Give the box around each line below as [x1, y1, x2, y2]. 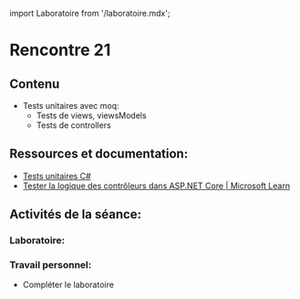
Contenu [9, 76, 60, 91]
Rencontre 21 [9, 40, 111, 60]
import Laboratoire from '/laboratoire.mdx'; [9, 8, 171, 18]
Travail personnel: [9, 259, 92, 272]
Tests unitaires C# [22, 170, 91, 181]
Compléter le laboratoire [22, 279, 114, 291]
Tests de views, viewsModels [36, 110, 148, 121]
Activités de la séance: [9, 207, 142, 222]
